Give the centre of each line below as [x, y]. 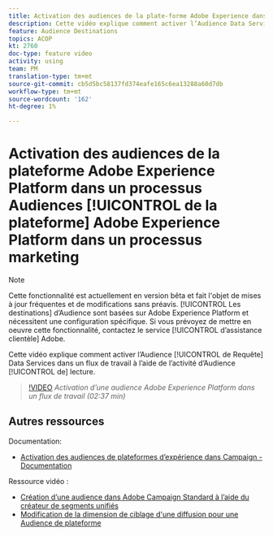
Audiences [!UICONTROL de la [113, 206]
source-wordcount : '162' [50, 99]
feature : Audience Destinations [63, 31]
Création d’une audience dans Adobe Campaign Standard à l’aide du [134, 497]
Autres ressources [56, 422]
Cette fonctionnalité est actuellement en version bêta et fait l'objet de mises [135, 296]
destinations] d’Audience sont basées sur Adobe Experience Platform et [129, 313]
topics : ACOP [30, 39]
